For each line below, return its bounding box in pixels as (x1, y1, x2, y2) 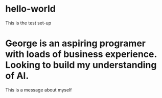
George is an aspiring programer (5, 38, 146, 49)
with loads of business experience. (5, 49, 157, 60)
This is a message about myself (5, 87, 72, 93)
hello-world (5, 3, 56, 15)
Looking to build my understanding (5, 59, 157, 71)
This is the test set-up (5, 20, 52, 26)
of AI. (5, 70, 29, 82)
